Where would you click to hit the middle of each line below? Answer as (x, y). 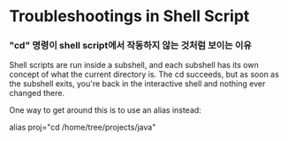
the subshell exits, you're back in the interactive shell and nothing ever (137, 84)
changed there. (37, 93)
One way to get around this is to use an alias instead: (105, 110)
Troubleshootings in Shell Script (129, 16)
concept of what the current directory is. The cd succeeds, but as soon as (144, 74)
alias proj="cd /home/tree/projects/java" (83, 127)
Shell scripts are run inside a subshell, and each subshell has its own (134, 65)
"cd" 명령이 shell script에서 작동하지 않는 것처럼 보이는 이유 (130, 46)
